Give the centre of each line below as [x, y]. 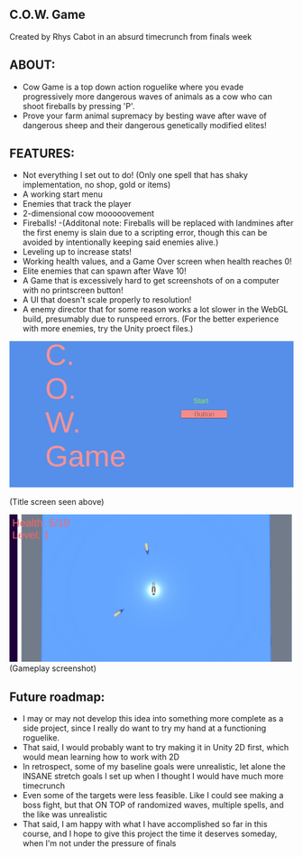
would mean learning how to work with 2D [101, 757]
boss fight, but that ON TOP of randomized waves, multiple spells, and [153, 805]
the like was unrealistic [65, 814]
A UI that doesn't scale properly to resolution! [107, 300]
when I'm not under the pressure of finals [99, 843]
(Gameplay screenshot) [53, 668]
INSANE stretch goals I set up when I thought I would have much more [153, 776]
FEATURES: [42, 154]
